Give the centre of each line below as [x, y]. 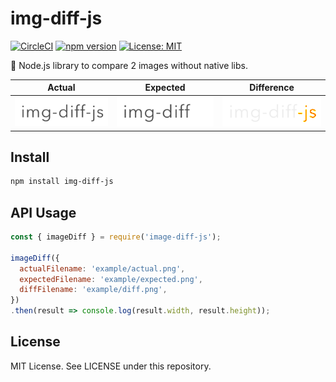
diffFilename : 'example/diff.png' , [93, 290]
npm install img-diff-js [62, 182]
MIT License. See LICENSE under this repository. [111, 366]
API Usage [43, 212]
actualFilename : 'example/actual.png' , [102, 268]
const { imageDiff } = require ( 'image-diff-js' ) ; [116, 237]
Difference [272, 88]
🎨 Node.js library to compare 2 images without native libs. [129, 65]
